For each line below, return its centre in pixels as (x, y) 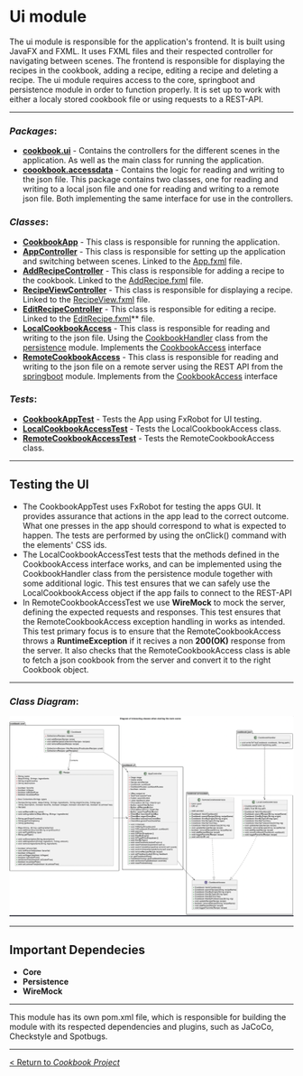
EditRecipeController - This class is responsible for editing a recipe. (149, 309)
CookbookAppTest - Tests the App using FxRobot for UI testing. (142, 419)
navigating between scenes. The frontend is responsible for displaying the (147, 60)
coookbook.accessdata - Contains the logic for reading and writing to (153, 170)
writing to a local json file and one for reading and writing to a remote (151, 189)
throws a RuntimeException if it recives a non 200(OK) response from (154, 640)
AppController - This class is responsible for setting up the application (154, 251)
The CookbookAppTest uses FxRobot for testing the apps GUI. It (142, 506)
